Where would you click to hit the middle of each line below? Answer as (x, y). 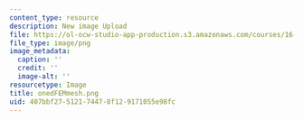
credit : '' (38, 69)
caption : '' (40, 60)
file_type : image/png (50, 43)
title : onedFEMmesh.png (54, 93)
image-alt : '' (44, 77)
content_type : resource (54, 18)
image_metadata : (40, 51)
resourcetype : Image (48, 85)
